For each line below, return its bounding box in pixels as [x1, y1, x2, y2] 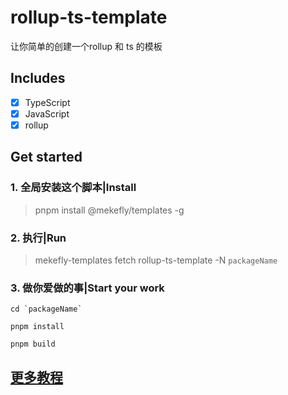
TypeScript [24, 96, 71, 108]
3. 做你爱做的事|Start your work [10, 281, 165, 295]
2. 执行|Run [10, 231, 67, 245]
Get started [10, 149, 83, 166]
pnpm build [10, 339, 56, 350]
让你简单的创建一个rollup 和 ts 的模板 [10, 40, 163, 52]
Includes [10, 70, 66, 87]
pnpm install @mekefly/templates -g [34, 204, 185, 216]
